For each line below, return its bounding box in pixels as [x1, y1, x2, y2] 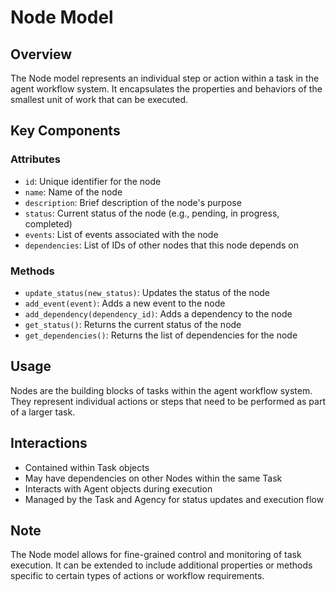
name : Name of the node [24, 186, 123, 198]
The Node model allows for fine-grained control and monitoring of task [10, 549, 302, 561]
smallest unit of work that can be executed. [10, 94, 188, 105]
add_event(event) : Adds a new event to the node [24, 297, 226, 309]
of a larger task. [10, 406, 76, 418]
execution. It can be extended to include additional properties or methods [10, 559, 313, 571]
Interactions [10, 435, 88, 452]
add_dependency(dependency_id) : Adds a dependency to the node [24, 307, 293, 320]
